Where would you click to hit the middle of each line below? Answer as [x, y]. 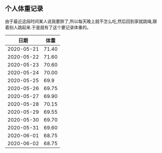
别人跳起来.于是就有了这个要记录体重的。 [50, 27]
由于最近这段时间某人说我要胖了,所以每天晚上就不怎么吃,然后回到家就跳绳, [79, 21]
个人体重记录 [24, 9]
